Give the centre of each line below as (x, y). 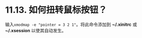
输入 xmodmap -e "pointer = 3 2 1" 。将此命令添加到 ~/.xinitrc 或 (71, 24)
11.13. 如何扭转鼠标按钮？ (56, 10)
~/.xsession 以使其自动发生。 (36, 30)
